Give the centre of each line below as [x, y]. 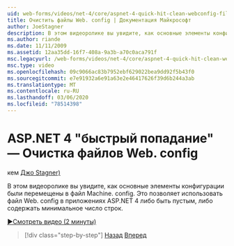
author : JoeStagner [36, 26]
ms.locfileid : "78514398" [45, 104]
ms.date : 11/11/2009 [37, 46]
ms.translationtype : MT [42, 85]
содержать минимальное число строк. [65, 208]
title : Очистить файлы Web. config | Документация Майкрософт [99, 20]
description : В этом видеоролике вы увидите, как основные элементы [109, 33]
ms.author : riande [34, 40]
